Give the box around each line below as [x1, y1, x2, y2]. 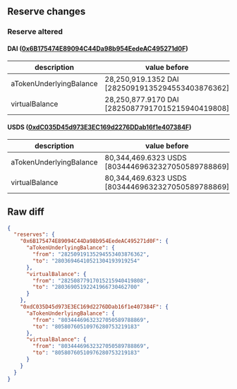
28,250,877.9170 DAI [104, 95, 179, 104]
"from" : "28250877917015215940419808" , [32, 277, 150, 285]
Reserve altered [7, 27, 63, 37]
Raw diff [7, 206, 44, 218]
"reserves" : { [13, 231, 55, 239]
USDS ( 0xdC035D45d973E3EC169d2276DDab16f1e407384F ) [7, 123, 192, 131]
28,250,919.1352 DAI [104, 74, 179, 84]
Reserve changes [7, 6, 86, 18]
